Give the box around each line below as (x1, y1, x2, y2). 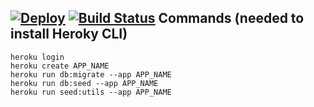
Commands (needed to (158, 10, 305, 27)
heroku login (10, 52, 65, 62)
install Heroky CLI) (10, 26, 128, 43)
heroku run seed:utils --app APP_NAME (10, 87, 172, 97)
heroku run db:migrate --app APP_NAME (10, 69, 172, 80)
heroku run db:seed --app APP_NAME (10, 78, 159, 88)
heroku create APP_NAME (10, 61, 110, 71)
